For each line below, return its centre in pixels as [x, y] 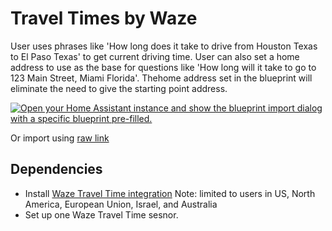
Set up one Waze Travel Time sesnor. [101, 214]
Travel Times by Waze [104, 18]
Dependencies [56, 169]
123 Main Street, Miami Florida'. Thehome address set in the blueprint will [161, 78]
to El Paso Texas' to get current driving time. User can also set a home [155, 56]
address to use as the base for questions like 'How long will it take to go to [163, 67]
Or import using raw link [60, 138]
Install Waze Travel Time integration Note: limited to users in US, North [170, 193]
